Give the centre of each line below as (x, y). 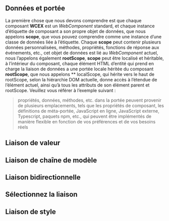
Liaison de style (31, 212)
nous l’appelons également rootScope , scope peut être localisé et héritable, (85, 58)
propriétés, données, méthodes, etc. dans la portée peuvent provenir (90, 100)
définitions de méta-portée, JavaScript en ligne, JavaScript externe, (88, 111)
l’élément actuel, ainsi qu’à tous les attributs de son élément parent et (77, 85)
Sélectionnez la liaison (41, 194)
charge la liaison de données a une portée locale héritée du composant (79, 69)
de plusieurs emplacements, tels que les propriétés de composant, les (91, 105)
